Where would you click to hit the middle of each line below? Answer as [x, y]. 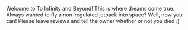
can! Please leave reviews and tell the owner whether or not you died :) [93, 21]
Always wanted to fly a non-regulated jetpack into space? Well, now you [94, 15]
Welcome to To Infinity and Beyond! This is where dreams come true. [90, 9]
